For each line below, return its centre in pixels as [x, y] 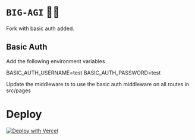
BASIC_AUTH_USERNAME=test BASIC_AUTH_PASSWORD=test [84, 73]
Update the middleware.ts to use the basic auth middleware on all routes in [98, 84]
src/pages [19, 90]
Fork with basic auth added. [40, 28]
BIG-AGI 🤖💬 [33, 12]
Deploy [24, 114]
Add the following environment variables [56, 61]
